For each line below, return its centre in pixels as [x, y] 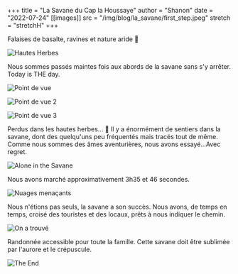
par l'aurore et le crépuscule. [50, 249]
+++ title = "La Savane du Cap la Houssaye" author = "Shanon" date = [110, 10]
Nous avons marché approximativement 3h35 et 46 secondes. [99, 179]
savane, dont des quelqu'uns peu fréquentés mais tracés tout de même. [113, 137]
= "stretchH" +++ [33, 25]
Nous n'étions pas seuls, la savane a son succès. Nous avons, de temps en [117, 207]
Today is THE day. [34, 74]
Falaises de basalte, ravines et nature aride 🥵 [73, 39]
